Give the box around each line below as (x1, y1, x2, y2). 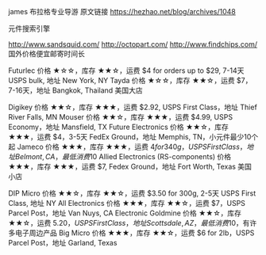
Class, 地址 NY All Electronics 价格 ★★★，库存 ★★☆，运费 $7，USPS (8, 199, 246, 207)
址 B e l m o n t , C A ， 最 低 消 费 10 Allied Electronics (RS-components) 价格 (8, 152, 232, 161)
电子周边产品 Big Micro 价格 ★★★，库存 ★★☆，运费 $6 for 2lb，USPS (14, 228, 255, 238)
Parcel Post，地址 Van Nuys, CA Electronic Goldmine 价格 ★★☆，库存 (8, 208, 242, 218)
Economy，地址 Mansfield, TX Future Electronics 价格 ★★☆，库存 (8, 122, 229, 131)
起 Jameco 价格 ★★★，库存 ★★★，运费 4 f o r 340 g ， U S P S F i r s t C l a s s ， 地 (8, 142, 254, 151)
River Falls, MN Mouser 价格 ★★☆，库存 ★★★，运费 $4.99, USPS (8, 112, 233, 121)
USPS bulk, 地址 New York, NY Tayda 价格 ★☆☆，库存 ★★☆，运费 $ (8, 76, 242, 85)
